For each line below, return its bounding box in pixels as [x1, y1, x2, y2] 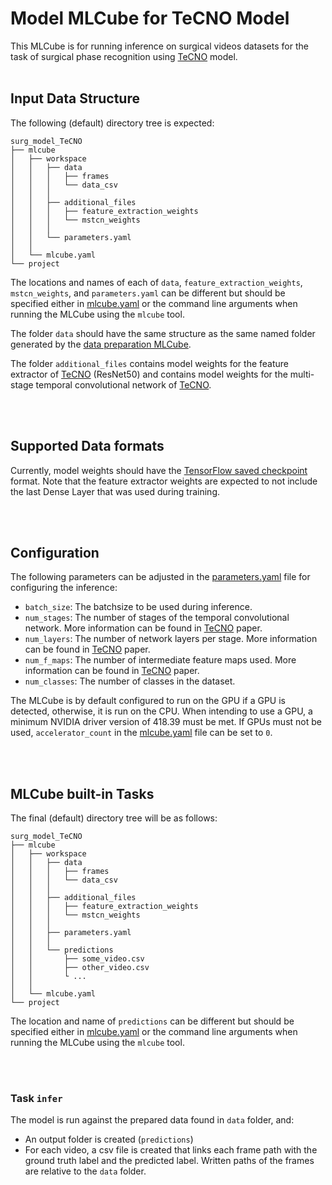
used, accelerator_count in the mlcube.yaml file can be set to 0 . [10, 727, 273, 739]
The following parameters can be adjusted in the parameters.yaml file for [10, 571, 311, 583]
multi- [289, 368, 315, 380]
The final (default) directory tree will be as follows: [10, 812, 218, 824]
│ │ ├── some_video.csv [10, 954, 145, 964]
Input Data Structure [10, 90, 140, 107]
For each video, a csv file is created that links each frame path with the [24, 1144, 318, 1156]
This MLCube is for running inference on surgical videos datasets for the [10, 40, 309, 52]
